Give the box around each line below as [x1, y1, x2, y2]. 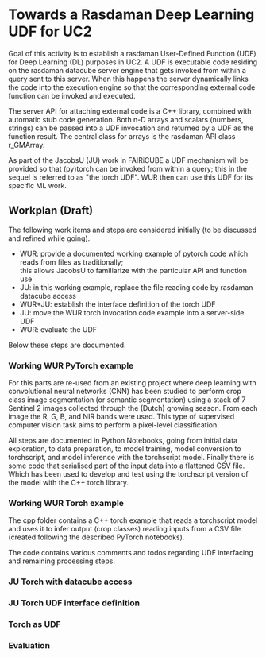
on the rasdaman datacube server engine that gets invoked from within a [8, 65, 246, 75]
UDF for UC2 [8, 22, 93, 41]
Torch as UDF [8, 619, 61, 630]
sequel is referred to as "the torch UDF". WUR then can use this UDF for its [8, 172, 253, 182]
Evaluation [8, 640, 50, 651]
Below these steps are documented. [8, 340, 126, 350]
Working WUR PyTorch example [8, 360, 134, 371]
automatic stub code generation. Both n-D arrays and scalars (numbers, [8, 114, 244, 124]
